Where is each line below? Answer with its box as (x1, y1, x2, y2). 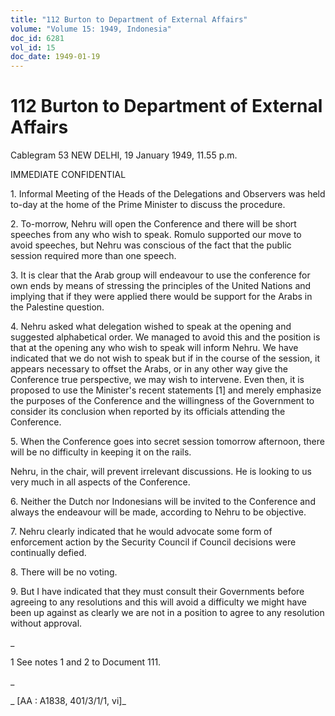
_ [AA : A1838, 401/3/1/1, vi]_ (10, 695, 127, 707)
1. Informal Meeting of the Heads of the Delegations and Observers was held (10, 188, 326, 200)
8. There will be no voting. (10, 566, 118, 578)
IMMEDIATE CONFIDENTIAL (10, 169, 127, 181)
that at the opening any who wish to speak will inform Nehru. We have (10, 342, 299, 354)
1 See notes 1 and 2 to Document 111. (10, 656, 162, 668)
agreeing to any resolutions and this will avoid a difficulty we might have (10, 596, 307, 608)
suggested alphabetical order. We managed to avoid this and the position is (10, 331, 321, 343)
